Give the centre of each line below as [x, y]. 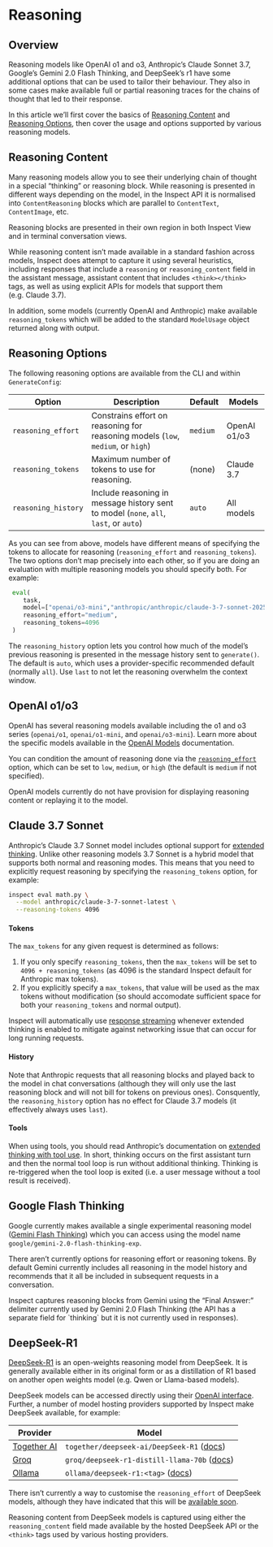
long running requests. [46, 1038]
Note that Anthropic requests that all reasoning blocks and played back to [132, 1075]
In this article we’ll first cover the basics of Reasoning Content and [119, 115]
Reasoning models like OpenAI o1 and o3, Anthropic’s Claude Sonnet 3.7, [130, 64]
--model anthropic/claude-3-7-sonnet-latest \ [96, 902]
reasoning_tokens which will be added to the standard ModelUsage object [129, 319]
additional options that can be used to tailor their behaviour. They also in [129, 82]
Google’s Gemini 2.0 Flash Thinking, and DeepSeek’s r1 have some [120, 73]
